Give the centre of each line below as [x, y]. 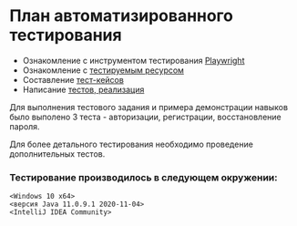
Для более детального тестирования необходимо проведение [131, 144]
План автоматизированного [122, 16]
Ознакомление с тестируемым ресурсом [103, 70]
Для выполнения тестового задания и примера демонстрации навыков [149, 107]
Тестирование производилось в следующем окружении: [143, 177]
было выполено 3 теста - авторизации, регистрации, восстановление [145, 117]
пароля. [25, 126]
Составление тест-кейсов [73, 79]
